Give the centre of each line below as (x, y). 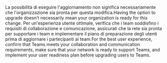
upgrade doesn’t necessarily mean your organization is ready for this (76, 18)
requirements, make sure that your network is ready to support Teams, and (82, 50)
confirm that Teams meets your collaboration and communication (73, 44)
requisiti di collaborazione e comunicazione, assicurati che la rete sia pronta (83, 28)
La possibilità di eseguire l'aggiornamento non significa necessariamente (81, 7)
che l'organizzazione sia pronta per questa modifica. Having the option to (80, 12)
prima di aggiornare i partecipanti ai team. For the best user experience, (79, 39)
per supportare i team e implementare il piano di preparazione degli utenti (81, 34)
